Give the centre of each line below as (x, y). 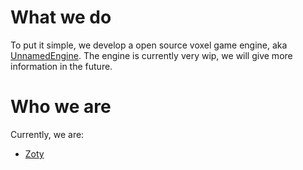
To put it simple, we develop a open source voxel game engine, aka (149, 45)
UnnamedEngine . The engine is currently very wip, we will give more (151, 55)
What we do (61, 17)
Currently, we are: (47, 134)
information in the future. (61, 66)
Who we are (61, 107)
